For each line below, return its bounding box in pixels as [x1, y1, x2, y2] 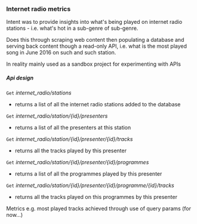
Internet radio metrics [6, 5, 71, 13]
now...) [6, 211, 23, 219]
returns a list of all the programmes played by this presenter [14, 170, 162, 177]
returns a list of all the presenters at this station [14, 124, 131, 131]
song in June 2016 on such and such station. [6, 49, 116, 56]
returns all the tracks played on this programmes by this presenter [14, 194, 178, 201]
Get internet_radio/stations [6, 89, 72, 97]
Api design [6, 74, 34, 81]
